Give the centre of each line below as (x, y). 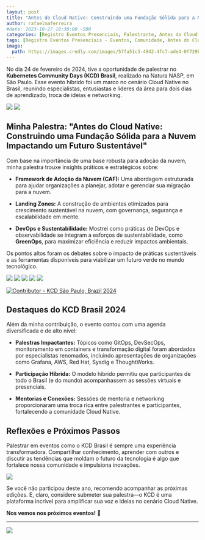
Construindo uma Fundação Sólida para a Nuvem (101, 136)
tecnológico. (22, 266)
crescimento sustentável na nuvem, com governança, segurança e (99, 210)
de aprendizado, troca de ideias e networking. (64, 95)
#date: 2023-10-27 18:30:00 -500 (49, 29)
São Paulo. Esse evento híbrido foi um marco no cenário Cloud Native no (98, 82)
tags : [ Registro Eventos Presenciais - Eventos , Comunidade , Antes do (98, 40)
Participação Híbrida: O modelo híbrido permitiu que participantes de (103, 374)
